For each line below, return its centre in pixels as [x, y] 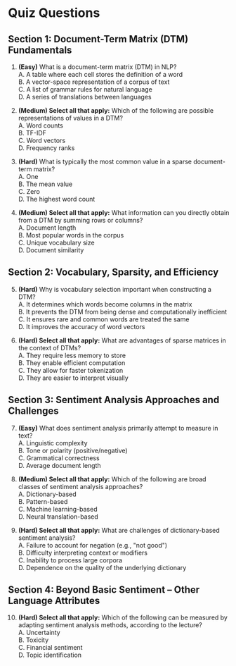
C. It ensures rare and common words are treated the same [104, 319]
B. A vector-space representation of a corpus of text [94, 82]
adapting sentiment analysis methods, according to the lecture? [110, 625]
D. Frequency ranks [46, 148]
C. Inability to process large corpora [70, 560]
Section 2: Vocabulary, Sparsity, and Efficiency [113, 272]
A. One [28, 177]
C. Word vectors [42, 140]
